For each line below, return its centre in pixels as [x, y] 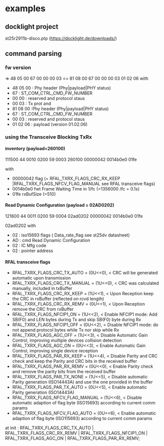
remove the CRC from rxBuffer [43, 309]
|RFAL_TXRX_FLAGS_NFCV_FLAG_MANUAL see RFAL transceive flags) [84, 184]
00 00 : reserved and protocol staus [48, 98]
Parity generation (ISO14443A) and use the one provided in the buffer [82, 382]
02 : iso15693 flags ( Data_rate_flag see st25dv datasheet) [71, 235]
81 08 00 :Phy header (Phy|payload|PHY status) [60, 109]
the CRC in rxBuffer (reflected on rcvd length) [58, 299]
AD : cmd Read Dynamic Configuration [51, 240]
